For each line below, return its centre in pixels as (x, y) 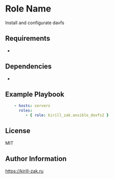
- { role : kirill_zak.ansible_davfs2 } (67, 115)
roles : (25, 111)
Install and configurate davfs (35, 23)
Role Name (28, 9)
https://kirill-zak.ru (24, 171)
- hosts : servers (32, 106)
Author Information (36, 159)
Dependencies (28, 67)
